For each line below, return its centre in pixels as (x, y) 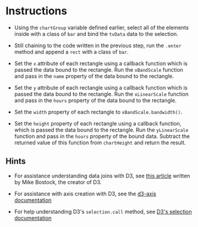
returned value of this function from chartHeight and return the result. (100, 142)
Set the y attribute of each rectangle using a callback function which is (101, 87)
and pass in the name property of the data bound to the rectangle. (94, 76)
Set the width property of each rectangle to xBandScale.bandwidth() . (98, 112)
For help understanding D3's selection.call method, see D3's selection (103, 211)
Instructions (36, 11)
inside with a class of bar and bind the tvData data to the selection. (96, 33)
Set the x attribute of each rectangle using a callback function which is (101, 63)
